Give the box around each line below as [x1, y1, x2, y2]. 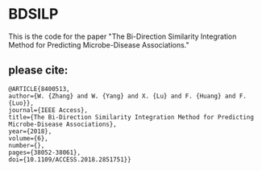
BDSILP [8, 5, 59, 23]
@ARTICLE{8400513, [8, 85, 70, 93]
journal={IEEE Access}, [8, 106, 89, 114]
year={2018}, [8, 127, 52, 136]
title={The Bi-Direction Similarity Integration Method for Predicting [8, 113, 254, 121]
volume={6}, [8, 134, 48, 142]
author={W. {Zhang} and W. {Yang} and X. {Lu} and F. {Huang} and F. [8, 92, 247, 100]
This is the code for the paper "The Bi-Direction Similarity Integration [8, 31, 237, 41]
